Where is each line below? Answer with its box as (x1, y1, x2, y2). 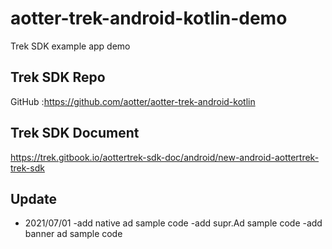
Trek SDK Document (10, 125, 140, 142)
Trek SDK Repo (10, 69, 106, 86)
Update (10, 190, 58, 207)
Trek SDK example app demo (10, 40, 131, 52)
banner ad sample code (24, 228, 123, 240)
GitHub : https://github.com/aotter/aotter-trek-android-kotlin (10, 95, 256, 107)
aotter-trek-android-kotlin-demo (10, 7, 288, 30)
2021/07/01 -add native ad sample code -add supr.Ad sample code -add (24, 217, 323, 229)
